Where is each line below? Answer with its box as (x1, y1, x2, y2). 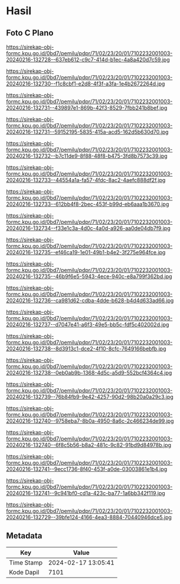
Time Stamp (9, 559, 43, 567)
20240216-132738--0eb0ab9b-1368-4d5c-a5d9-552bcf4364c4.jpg (6, 369, 172, 376)
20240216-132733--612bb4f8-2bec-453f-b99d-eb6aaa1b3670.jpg (6, 200, 169, 208)
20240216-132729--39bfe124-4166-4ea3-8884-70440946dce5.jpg (6, 514, 172, 521)
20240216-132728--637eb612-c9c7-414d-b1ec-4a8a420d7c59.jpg (6, 56, 170, 63)
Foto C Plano (6, 28, 54, 38)
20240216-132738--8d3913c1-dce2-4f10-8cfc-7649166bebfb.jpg (6, 345, 166, 352)
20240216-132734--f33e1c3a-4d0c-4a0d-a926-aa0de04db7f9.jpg (6, 225, 171, 232)
